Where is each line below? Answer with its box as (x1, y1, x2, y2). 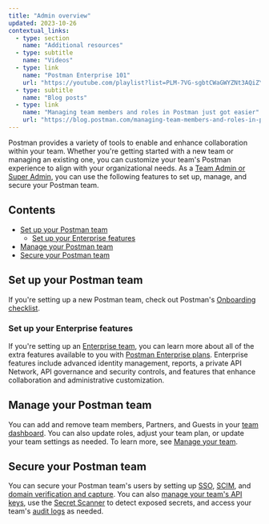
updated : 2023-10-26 (8, 19, 78, 27)
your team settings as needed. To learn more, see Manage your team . (8, 437, 239, 446)
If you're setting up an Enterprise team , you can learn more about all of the (8, 341, 255, 350)
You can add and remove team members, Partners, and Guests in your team (8, 419, 259, 429)
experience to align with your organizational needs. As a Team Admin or (8, 163, 246, 173)
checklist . (8, 303, 40, 313)
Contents (8, 203, 56, 217)
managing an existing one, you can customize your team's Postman (8, 154, 231, 164)
